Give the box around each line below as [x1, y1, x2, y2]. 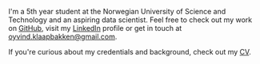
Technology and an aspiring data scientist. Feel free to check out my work [8, 15, 253, 24]
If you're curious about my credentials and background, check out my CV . [8, 47, 252, 56]
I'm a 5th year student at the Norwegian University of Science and [8, 7, 226, 16]
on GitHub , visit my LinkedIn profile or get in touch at [8, 24, 182, 32]
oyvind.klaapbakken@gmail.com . [8, 32, 118, 41]
